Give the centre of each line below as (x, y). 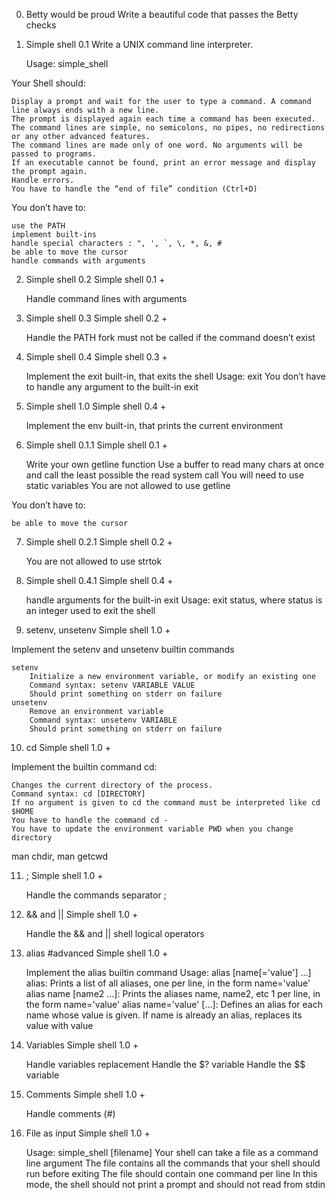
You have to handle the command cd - (90, 820)
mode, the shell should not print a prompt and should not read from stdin (175, 1184)
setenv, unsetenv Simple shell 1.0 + (98, 630)
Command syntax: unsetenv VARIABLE (103, 720)
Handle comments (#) (70, 1113)
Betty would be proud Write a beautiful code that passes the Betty (162, 14)
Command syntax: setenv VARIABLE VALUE (112, 685)
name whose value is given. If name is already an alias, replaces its (164, 1015)
